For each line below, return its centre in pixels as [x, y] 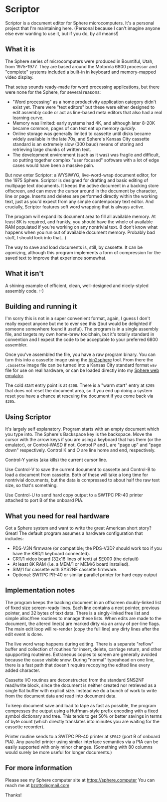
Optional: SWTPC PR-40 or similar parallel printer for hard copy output [85, 575]
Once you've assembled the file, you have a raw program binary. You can [81, 354]
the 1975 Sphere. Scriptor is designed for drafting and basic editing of [77, 180]
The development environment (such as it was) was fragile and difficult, [86, 155]
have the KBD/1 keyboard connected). [51, 554]
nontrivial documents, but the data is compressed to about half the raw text [83, 480]
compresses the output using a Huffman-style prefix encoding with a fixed [82, 711]
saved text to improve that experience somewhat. [56, 258]
